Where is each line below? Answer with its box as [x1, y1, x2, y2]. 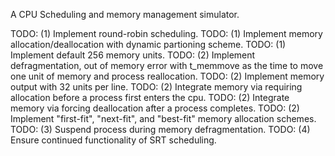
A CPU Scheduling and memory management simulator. [10, 9, 240, 20]
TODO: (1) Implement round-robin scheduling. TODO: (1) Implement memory [10, 28, 323, 39]
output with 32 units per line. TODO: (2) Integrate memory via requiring [10, 81, 303, 93]
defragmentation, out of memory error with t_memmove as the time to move [10, 60, 324, 71]
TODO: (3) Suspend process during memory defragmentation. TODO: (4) [10, 124, 311, 135]
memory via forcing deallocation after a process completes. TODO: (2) [10, 102, 300, 114]
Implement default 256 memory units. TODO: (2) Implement [10, 49, 256, 61]
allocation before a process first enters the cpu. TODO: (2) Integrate [10, 92, 290, 103]
